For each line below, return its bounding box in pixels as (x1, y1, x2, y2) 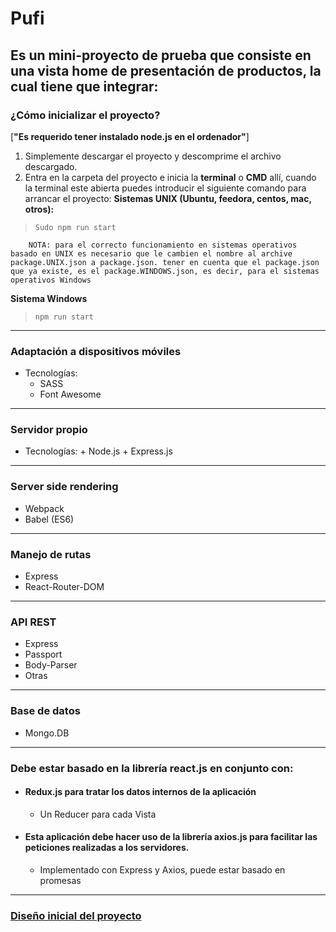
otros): (24, 203, 55, 215)
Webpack (24, 502, 65, 514)
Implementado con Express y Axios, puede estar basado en (39, 863, 286, 876)
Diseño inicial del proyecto (10, 908, 142, 922)
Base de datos (10, 704, 81, 718)
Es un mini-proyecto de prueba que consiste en (10, 47, 312, 64)
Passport (24, 648, 63, 661)
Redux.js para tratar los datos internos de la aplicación (24, 786, 257, 798)
